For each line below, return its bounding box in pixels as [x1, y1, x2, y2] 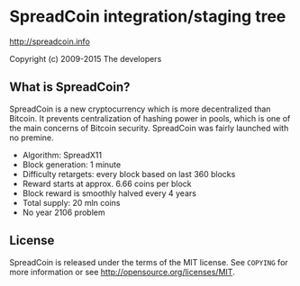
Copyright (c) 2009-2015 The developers [9, 53, 162, 64]
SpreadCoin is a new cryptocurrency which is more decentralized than [9, 103, 271, 114]
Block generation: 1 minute [22, 159, 122, 170]
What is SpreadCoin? [9, 79, 131, 95]
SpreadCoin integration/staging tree [9, 6, 286, 27]
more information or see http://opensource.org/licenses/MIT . [9, 266, 236, 277]
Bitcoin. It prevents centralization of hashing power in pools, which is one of [9, 112, 291, 123]
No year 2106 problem [22, 207, 105, 218]
